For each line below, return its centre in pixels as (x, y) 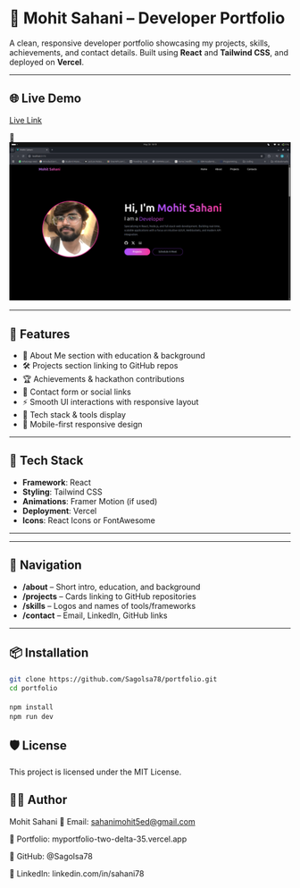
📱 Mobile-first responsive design (82, 425)
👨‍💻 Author (38, 800)
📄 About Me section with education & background (113, 356)
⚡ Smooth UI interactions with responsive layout (110, 402)
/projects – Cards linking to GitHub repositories (109, 596)
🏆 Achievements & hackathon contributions (103, 379)
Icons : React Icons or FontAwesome (89, 520)
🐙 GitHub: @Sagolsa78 (51, 856)
